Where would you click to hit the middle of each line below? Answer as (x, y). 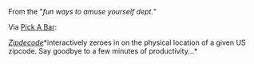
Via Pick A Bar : (33, 27)
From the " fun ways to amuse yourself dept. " (83, 12)
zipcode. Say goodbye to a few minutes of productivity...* (103, 51)
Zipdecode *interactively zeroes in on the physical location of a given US (127, 42)
